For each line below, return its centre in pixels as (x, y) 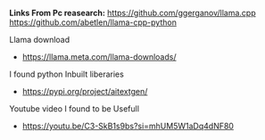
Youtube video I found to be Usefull (75, 109)
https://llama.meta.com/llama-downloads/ (99, 57)
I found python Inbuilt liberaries (67, 74)
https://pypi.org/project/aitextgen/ (85, 91)
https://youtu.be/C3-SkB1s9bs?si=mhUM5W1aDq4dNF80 (128, 126)
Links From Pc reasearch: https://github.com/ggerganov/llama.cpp (132, 13)
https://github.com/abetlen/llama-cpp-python (93, 22)
